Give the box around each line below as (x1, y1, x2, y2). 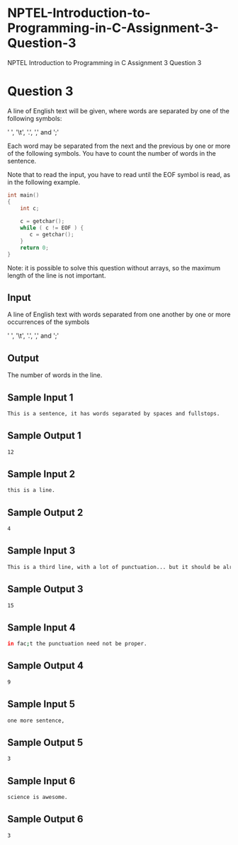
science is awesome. (7, 793, 69, 800)
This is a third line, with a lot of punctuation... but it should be (7, 563, 220, 570)
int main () (7, 191, 40, 199)
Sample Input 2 (7, 469, 76, 481)
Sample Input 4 (7, 621, 76, 633)
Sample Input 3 (7, 545, 76, 557)
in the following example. (7, 178, 81, 186)
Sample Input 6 (7, 775, 76, 787)
